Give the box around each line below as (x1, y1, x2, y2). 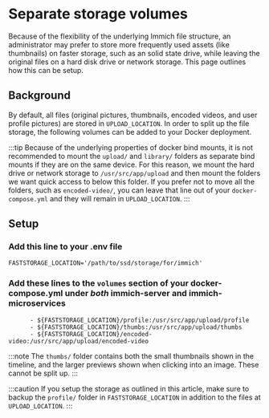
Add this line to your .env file (8, 241, 123, 253)
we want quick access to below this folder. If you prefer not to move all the (8, 177, 255, 186)
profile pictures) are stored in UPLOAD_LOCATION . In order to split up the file (8, 118, 250, 128)
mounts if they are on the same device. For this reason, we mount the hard (8, 160, 255, 169)
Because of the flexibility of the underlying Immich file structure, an (8, 31, 231, 41)
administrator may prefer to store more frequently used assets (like (8, 39, 230, 49)
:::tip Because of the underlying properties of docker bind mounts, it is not (8, 142, 253, 152)
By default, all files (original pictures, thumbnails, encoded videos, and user (8, 110, 258, 120)
